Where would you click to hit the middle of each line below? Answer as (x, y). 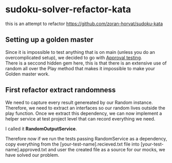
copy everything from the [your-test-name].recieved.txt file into (72, 144)
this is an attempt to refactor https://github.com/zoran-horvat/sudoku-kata (84, 24)
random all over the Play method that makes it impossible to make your (80, 68)
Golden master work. (27, 74)
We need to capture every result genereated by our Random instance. (79, 102)
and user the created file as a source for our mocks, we (107, 149)
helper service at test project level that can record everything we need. (80, 118)
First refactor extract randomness (61, 90)
